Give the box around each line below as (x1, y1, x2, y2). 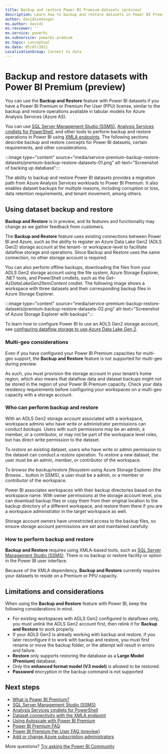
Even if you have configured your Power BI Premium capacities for (5, 350, 142, 356)
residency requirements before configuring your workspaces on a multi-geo (5, 386, 162, 392)
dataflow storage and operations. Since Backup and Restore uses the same (5, 249, 160, 255)
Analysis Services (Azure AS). (5, 113, 67, 120)
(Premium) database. (12, 658, 57, 664)
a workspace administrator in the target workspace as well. (5, 508, 127, 514)
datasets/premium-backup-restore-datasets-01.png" (5, 159, 114, 165)
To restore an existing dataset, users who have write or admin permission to (5, 446, 161, 452)
